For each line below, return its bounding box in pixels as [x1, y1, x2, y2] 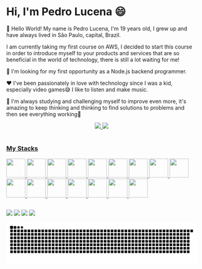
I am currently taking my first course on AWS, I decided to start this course [6, 43, 192, 50]
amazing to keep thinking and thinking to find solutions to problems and [6, 104, 185, 111]
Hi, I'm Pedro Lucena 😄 [6, 5, 126, 19]
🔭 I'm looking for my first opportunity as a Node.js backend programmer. [6, 67, 187, 75]
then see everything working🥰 [6, 110, 82, 118]
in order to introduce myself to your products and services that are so [6, 49, 180, 56]
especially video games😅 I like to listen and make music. [6, 85, 148, 93]
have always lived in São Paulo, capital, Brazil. [6, 31, 121, 38]
